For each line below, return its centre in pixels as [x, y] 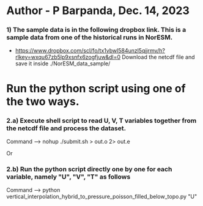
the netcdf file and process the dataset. [66, 128]
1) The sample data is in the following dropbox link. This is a [96, 30]
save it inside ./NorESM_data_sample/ [63, 64]
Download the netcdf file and [158, 57]
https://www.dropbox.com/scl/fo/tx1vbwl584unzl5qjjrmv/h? [90, 51]
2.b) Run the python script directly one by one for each [89, 169]
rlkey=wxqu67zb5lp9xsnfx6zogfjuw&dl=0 [68, 57]
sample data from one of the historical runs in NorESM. [90, 37]
